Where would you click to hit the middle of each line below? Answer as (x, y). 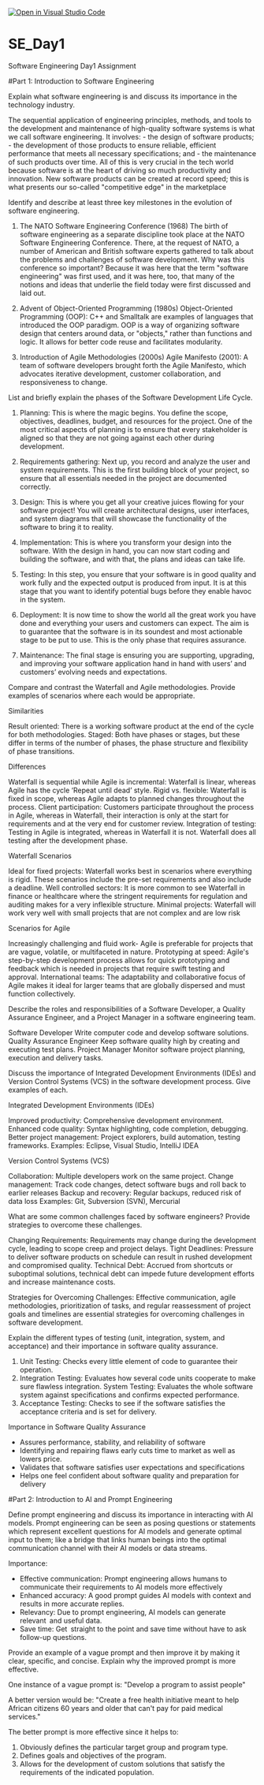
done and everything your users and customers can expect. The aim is (134, 623)
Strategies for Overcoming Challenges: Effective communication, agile (122, 1297)
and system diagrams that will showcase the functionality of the (123, 518)
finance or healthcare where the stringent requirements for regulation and (128, 896)
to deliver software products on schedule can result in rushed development (130, 1257)
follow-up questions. (53, 1637)
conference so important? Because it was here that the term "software (134, 267)
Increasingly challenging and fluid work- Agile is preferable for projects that (131, 943)
